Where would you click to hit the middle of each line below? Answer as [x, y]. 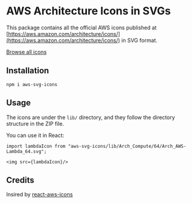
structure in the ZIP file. [35, 123]
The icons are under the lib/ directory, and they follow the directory [91, 117]
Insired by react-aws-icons [40, 194]
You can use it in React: [35, 135]
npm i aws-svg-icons [32, 84]
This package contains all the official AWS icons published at [82, 28]
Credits [20, 180]
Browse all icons [26, 51]
